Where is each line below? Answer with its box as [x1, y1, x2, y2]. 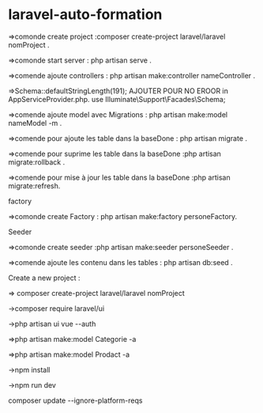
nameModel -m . [8, 118, 62, 127]
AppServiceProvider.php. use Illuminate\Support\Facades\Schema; [8, 94, 226, 104]
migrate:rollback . [8, 157, 66, 167]
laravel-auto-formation [8, 6, 163, 24]
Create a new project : [8, 273, 81, 282]
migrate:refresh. [8, 180, 61, 191]
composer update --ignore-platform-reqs [8, 396, 143, 405]
